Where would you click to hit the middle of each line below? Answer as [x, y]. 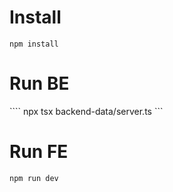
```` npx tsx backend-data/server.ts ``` [86, 111]
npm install [34, 44]
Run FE [39, 152]
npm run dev [34, 178]
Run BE [39, 83]
